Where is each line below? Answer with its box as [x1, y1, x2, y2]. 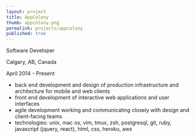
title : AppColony [6, 14, 49, 20]
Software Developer [6, 47, 55, 54]
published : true [6, 31, 46, 37]
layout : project [6, 8, 46, 15]
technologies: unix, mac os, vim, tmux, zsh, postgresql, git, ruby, [14, 119, 172, 126]
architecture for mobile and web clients [14, 88, 110, 95]
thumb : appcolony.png [6, 20, 60, 25]
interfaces [14, 100, 40, 107]
